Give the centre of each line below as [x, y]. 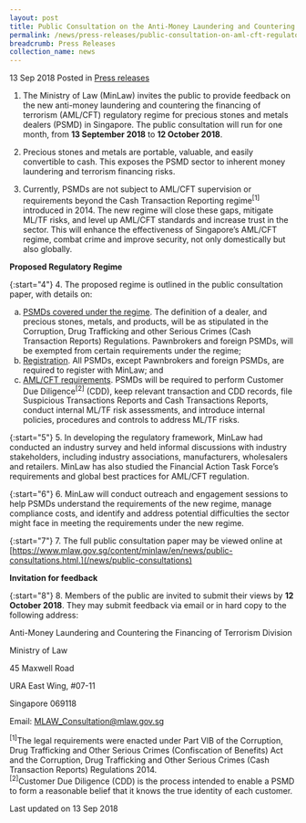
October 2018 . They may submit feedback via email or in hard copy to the [148, 606]
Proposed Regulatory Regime [66, 267]
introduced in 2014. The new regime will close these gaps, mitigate [148, 210]
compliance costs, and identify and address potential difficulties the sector [149, 513]
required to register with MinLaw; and [93, 370]
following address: [44, 615]
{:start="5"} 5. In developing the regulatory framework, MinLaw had [136, 438]
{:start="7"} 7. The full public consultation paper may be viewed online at [146, 541]
